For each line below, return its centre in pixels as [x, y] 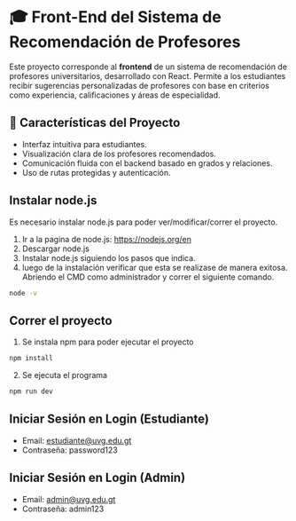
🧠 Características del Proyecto [95, 123]
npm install [31, 359]
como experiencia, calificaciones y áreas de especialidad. [115, 95]
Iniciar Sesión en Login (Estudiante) [109, 419]
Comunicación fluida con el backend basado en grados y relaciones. [147, 163]
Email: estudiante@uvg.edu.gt [77, 440]
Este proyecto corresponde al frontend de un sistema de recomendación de [148, 67]
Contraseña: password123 [70, 450]
